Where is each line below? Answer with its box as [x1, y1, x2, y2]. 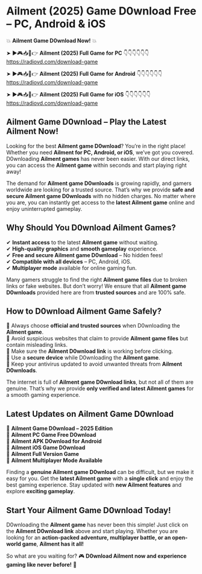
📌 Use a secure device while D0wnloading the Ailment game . [6, 354, 160, 361]
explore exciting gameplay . [6, 488, 75, 495]
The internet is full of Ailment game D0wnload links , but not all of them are [6, 378, 194, 386]
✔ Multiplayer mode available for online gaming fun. [6, 264, 137, 272]
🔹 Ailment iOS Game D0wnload [6, 444, 86, 451]
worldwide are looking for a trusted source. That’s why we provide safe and [6, 186, 195, 193]
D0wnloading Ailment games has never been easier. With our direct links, [6, 155, 190, 162]
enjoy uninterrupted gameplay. [6, 205, 83, 212]
